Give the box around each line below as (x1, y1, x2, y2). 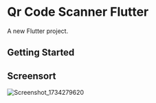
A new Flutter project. (7, 27, 69, 35)
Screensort (7, 70, 56, 82)
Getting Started (7, 47, 75, 58)
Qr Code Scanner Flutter (7, 4, 149, 20)
